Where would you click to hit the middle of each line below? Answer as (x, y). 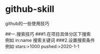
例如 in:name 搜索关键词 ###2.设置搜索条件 (50, 40)
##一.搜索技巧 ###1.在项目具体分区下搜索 (48, 34)
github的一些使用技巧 (27, 23)
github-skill (30, 9)
